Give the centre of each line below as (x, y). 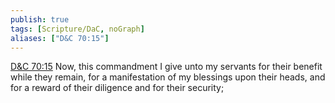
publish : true (40, 19)
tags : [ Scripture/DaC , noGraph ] (77, 29)
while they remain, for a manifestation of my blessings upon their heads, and (168, 77)
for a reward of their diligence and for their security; (117, 88)
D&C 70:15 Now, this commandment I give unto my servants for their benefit (166, 67)
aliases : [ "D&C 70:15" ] (60, 38)
